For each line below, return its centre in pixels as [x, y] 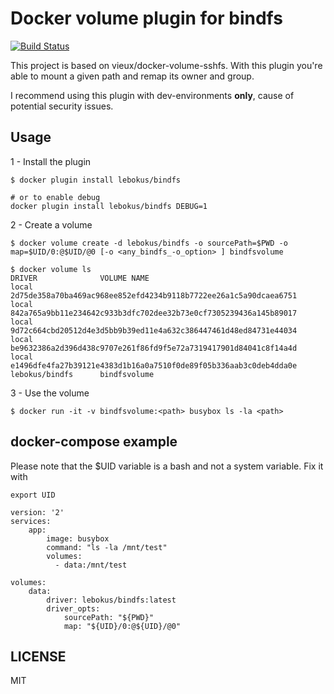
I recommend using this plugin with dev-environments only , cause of [152, 95]
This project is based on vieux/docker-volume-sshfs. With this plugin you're [166, 65]
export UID [33, 495]
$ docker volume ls [51, 269]
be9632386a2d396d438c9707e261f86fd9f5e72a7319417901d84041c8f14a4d [154, 348]
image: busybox [78, 538]
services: [31, 521]
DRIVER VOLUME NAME [80, 278]
